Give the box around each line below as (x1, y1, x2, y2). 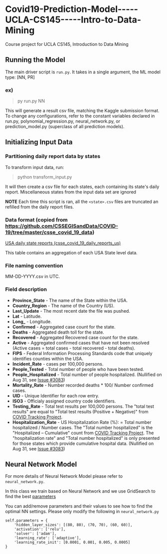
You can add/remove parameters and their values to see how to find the (5, 503, 153, 509)
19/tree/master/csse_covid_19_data (5, 228, 93, 235)
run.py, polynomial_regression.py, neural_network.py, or (5, 118, 121, 124)
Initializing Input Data (5, 138, 73, 147)
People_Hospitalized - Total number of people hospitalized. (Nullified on (12, 371, 162, 377)
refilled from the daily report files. (5, 203, 74, 210)
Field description (5, 286, 47, 293)
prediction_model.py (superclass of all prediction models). (5, 124, 125, 130)
